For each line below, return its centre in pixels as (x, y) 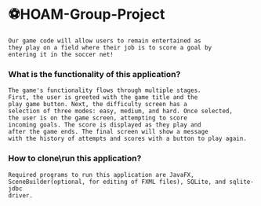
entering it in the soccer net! (61, 54)
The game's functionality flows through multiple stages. (105, 90)
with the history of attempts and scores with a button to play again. (127, 139)
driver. (21, 195)
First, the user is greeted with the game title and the (103, 97)
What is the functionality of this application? (94, 74)
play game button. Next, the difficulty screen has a (98, 105)
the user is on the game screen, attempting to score (98, 118)
